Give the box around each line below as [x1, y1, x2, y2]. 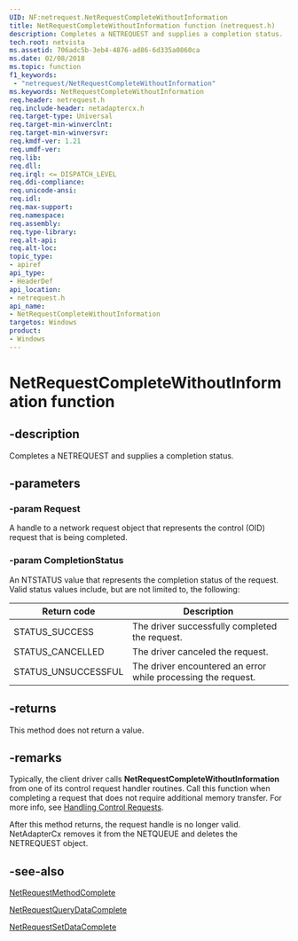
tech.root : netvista [9, 37, 86, 47]
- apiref [9, 261, 42, 270]
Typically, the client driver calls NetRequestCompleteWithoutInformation [9, 773, 279, 785]
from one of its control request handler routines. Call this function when [9, 783, 271, 794]
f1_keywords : [9, 71, 58, 80]
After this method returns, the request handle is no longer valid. [9, 819, 241, 830]
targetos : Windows [9, 318, 77, 327]
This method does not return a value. [9, 725, 145, 735]
